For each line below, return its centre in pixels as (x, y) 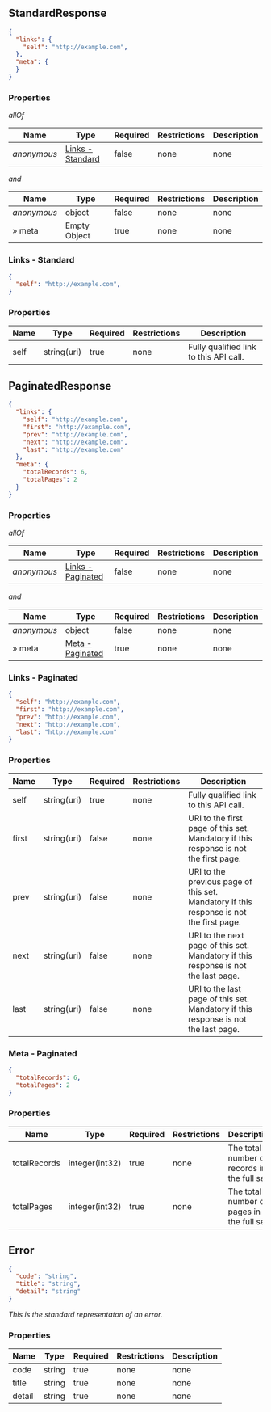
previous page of (220, 882)
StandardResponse (58, 13)
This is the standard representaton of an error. (85, 1314)
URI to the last (215, 988)
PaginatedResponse (60, 386)
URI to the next (216, 935)
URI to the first (216, 818)
